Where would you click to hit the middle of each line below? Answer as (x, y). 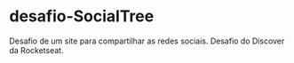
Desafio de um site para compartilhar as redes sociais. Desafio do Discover (147, 41)
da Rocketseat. (36, 50)
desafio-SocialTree (82, 16)
